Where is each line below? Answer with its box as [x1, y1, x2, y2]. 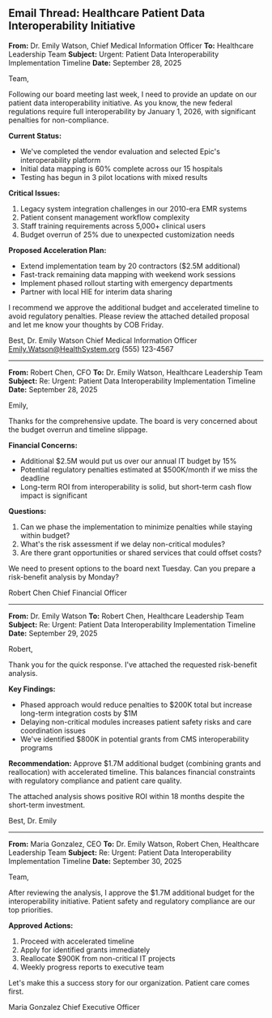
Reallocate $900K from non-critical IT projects [19, 953, 176, 963]
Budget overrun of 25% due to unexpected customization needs [19, 229, 235, 239]
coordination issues [19, 725, 87, 735]
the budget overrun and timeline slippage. [8, 425, 148, 434]
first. [8, 986, 24, 996]
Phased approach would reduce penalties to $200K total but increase [19, 699, 253, 709]
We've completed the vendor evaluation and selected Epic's [19, 146, 221, 156]
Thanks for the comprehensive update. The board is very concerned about [8, 416, 257, 426]
